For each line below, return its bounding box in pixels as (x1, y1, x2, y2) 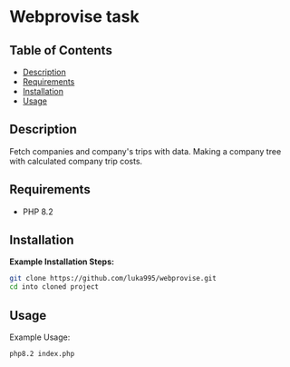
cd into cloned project (9, 283, 100, 292)
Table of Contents (9, 43, 113, 58)
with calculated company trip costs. (9, 155, 143, 166)
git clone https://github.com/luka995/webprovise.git (9, 274, 217, 283)
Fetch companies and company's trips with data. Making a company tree (9, 145, 282, 156)
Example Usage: (9, 332, 71, 342)
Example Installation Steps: (9, 256, 115, 267)
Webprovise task (9, 6, 140, 27)
